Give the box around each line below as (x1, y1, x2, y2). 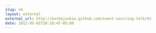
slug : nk (5, 7, 23, 12)
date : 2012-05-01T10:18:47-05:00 (5, 20, 74, 26)
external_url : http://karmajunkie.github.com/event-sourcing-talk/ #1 (5, 16, 152, 21)
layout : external (5, 12, 41, 16)
